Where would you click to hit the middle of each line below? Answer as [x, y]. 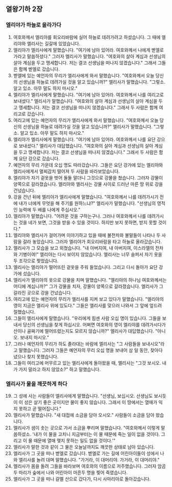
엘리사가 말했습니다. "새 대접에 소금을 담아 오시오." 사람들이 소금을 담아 [84, 415]
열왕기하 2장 [24, 9]
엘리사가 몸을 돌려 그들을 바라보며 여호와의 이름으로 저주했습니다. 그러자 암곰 [90, 466]
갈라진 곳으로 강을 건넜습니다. [43, 292]
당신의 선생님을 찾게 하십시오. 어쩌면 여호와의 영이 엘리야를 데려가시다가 [94, 324]
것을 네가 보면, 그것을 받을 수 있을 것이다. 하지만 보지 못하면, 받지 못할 [88, 222]
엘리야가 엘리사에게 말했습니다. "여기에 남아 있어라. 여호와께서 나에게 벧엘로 [88, 50]
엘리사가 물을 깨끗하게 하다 [37, 384]
